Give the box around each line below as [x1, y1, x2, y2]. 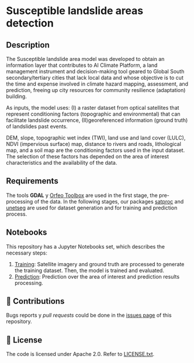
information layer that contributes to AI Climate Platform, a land [6, 62, 158, 69]
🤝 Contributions [6, 296, 65, 306]
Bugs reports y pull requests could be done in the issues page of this [6, 312, 172, 319]
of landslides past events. [6, 123, 68, 130]
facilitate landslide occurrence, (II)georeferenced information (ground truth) [6, 117, 188, 124]
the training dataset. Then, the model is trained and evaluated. [14, 267, 165, 274]
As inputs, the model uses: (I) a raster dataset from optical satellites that [6, 104, 179, 111]
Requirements [6, 176, 58, 186]
